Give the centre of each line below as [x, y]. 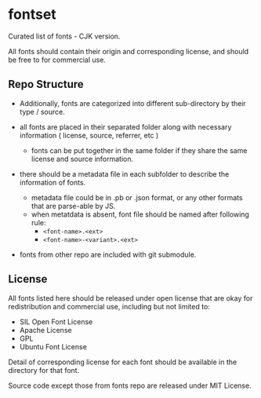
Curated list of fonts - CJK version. [64, 36]
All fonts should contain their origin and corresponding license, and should [129, 51]
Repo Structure [46, 84]
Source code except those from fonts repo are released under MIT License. [130, 385]
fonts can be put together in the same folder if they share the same [139, 150]
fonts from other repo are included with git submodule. [108, 254]
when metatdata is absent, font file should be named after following [140, 214]
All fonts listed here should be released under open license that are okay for [130, 298]
